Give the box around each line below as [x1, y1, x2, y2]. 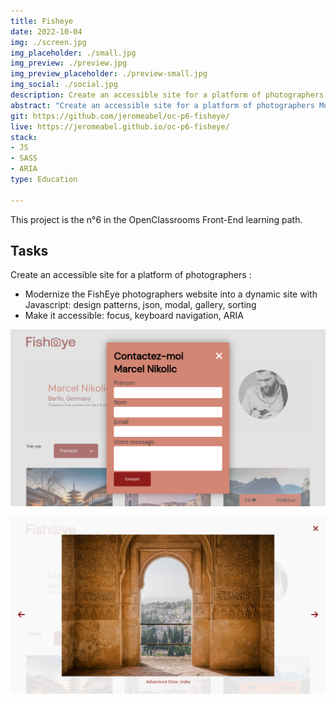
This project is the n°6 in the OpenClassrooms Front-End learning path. [10, 213, 303, 225]
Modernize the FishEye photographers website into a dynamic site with [24, 288, 318, 300]
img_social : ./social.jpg [10, 80, 118, 90]
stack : [10, 132, 38, 142]
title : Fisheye [10, 16, 74, 26]
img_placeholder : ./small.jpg [10, 48, 137, 58]
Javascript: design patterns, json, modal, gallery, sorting [24, 299, 257, 311]
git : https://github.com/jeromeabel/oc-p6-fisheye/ [10, 111, 230, 121]
